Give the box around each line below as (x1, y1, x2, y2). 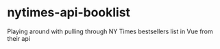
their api (7, 34, 31, 42)
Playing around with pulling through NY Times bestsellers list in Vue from (7, 27, 214, 35)
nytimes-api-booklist (7, 5, 131, 20)
